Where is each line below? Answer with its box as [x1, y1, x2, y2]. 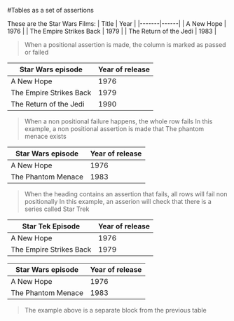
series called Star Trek [24, 205, 90, 213]
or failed [24, 48, 49, 56]
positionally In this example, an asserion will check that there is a [24, 198, 212, 205]
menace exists [24, 132, 67, 140]
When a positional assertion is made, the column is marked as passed [24, 41, 226, 48]
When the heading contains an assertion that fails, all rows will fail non [24, 190, 228, 198]
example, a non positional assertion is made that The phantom [24, 125, 205, 132]
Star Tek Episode [22, 221, 81, 231]
